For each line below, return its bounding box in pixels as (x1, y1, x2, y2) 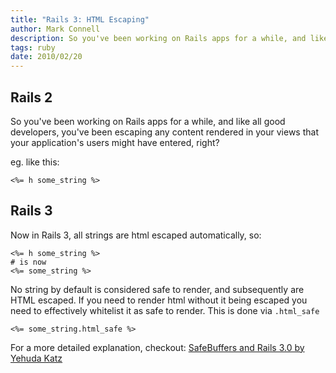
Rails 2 (10, 89, 53, 106)
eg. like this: (10, 156, 60, 168)
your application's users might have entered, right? (10, 136, 220, 148)
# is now (10, 257, 47, 267)
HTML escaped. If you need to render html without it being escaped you (10, 294, 308, 306)
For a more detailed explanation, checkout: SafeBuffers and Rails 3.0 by (10, 341, 305, 353)
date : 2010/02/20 (10, 52, 83, 62)
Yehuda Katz (10, 352, 63, 364)
